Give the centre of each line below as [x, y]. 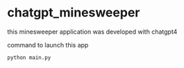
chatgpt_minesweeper [74, 13]
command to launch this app [48, 45]
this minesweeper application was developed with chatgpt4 [92, 32]
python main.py [29, 57]
